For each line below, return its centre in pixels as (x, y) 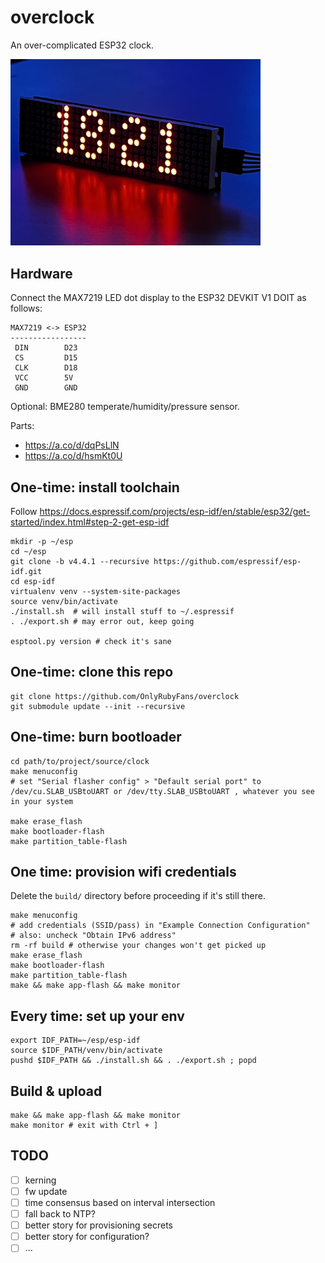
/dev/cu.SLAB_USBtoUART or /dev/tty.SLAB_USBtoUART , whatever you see (162, 791)
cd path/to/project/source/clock (80, 761)
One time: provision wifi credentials (123, 872)
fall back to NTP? (60, 1214)
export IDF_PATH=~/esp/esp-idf (75, 1041)
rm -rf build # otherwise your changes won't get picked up (138, 946)
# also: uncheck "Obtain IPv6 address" (93, 936)
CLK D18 (46, 368)
